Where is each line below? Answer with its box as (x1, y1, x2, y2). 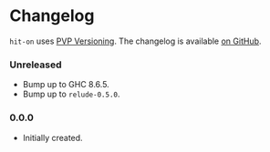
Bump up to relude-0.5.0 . (22, 88, 120, 100)
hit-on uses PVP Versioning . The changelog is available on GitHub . (9, 35, 262, 46)
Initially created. (22, 132, 84, 143)
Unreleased (9, 58, 62, 71)
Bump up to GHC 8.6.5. (22, 79, 109, 90)
